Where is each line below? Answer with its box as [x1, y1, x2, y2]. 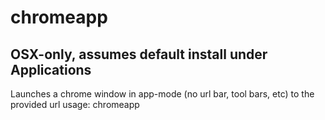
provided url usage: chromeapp [10, 99, 140, 110]
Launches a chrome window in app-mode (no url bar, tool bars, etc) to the [10, 88, 315, 100]
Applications [10, 61, 92, 78]
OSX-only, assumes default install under [10, 46, 268, 63]
